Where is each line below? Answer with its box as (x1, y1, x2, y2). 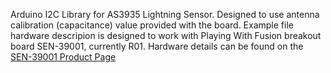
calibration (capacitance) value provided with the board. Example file (10, 19, 294, 31)
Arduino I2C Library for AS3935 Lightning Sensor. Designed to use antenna (10, 9, 320, 20)
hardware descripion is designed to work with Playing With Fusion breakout (10, 30, 322, 41)
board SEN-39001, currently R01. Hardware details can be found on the (10, 40, 304, 52)
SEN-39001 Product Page (10, 51, 117, 63)
